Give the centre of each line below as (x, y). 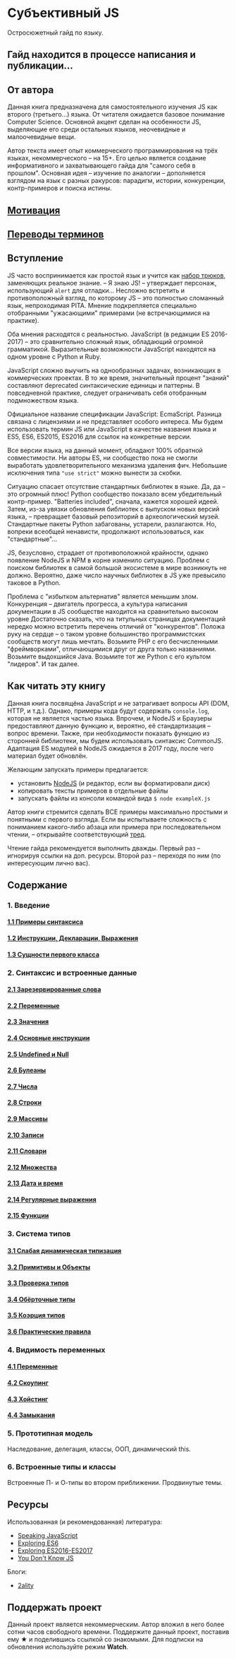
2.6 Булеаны (27, 1070)
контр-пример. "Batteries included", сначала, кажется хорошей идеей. (113, 501)
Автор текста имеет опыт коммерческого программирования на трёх (113, 150)
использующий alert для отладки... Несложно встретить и (96, 290)
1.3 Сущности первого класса (54, 954)
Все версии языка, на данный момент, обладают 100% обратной (105, 450)
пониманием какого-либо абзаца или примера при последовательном (114, 827)
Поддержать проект (55, 1607)
